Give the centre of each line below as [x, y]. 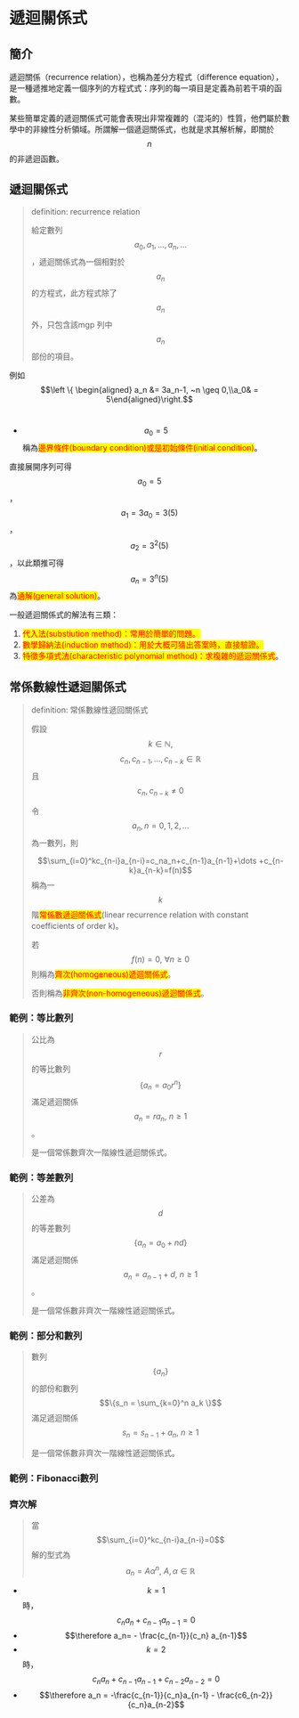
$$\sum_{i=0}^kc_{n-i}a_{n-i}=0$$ [161, 1540]
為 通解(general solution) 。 [57, 596]
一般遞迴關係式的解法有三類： [64, 615]
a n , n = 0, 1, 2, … [161, 826]
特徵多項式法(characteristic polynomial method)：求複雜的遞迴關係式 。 [153, 656]
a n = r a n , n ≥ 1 [161, 1117]
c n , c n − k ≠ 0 [161, 791]
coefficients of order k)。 [77, 925]
